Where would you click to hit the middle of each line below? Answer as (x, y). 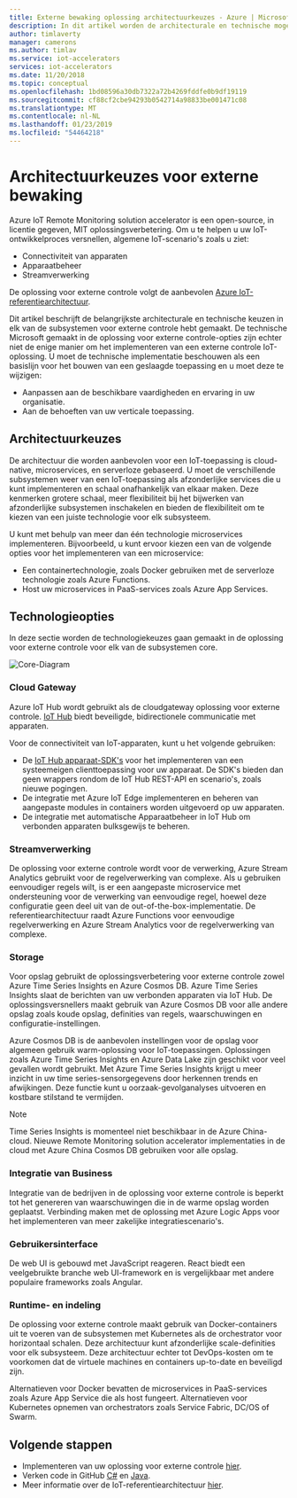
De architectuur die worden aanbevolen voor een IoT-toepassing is (130, 460)
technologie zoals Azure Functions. (86, 579)
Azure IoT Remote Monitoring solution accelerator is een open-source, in (141, 220)
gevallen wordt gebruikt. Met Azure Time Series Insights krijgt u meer (136, 1069)
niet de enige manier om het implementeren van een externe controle (135, 347)
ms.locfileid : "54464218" (57, 133)
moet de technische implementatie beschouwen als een (159, 356)
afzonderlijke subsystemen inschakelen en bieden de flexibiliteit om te (137, 507)
